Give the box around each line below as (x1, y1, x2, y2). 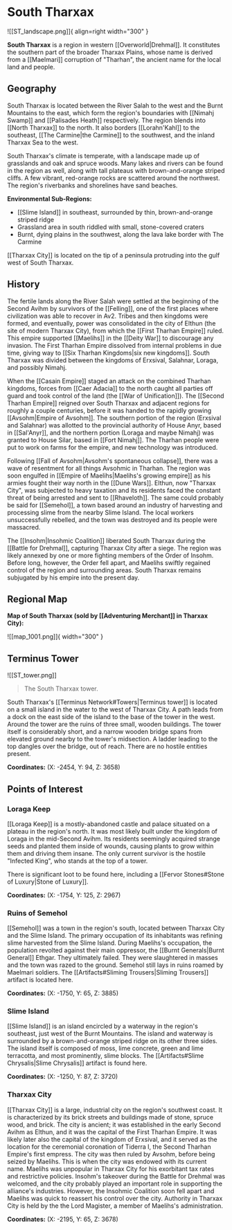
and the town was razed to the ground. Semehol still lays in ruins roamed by (7, 961, 224, 969)
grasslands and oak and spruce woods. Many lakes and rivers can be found (7, 159, 224, 167)
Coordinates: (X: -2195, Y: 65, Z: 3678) (7, 1215, 119, 1223)
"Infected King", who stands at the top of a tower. (7, 857, 148, 865)
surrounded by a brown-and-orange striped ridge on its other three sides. (7, 1037, 218, 1045)
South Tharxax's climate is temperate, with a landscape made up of (7, 151, 200, 160)
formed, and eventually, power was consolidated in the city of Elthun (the (7, 319, 216, 327)
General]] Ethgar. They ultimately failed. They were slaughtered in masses (7, 954, 218, 962)
